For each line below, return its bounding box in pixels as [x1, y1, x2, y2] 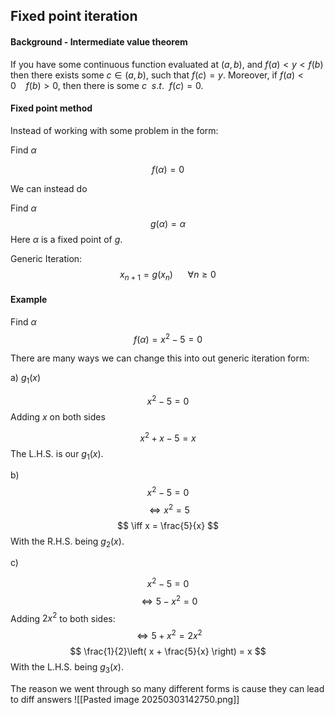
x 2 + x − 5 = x [139, 430, 197, 444]
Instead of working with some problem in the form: [10, 124, 219, 136]
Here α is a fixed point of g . [10, 233, 123, 245]
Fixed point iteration [10, 8, 138, 25]
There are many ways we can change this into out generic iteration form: [10, 352, 310, 364]
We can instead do [10, 182, 88, 194]
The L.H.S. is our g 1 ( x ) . [10, 447, 104, 462]
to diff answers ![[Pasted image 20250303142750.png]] [10, 693, 240, 705]
